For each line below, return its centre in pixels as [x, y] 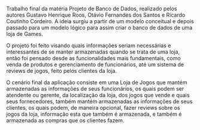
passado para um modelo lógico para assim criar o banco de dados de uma [99, 27]
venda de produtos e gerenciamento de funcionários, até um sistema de [95, 64]
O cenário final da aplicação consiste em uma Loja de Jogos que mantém [97, 82]
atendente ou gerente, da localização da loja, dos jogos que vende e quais [98, 95]
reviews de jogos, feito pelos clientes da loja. [62, 71]
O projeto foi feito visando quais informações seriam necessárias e [89, 45]
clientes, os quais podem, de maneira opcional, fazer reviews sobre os [93, 108]
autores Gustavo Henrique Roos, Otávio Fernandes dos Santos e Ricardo [96, 15]
